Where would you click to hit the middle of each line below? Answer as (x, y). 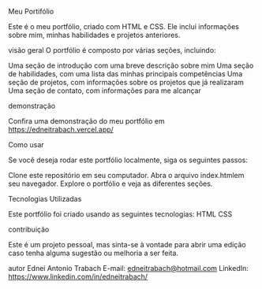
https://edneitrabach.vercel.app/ (61, 130)
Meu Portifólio (31, 11)
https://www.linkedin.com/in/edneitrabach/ (78, 276)
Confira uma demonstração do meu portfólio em (86, 121)
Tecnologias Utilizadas (45, 199)
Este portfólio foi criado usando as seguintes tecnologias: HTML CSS (120, 214)
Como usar (26, 144)
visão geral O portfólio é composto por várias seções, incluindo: (112, 50)
